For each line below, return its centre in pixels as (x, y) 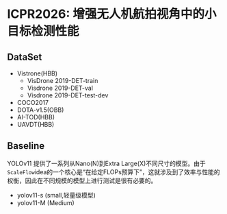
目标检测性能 (43, 31)
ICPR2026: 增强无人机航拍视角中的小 (112, 14)
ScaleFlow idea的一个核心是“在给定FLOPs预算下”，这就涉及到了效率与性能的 (113, 171)
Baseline (26, 146)
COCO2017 (33, 103)
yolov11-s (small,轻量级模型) (56, 195)
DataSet (25, 57)
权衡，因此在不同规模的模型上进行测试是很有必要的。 (82, 180)
